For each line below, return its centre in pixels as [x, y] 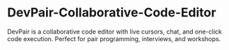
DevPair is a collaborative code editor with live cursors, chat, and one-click [115, 32]
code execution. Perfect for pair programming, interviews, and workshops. [114, 38]
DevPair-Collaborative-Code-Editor [112, 13]
